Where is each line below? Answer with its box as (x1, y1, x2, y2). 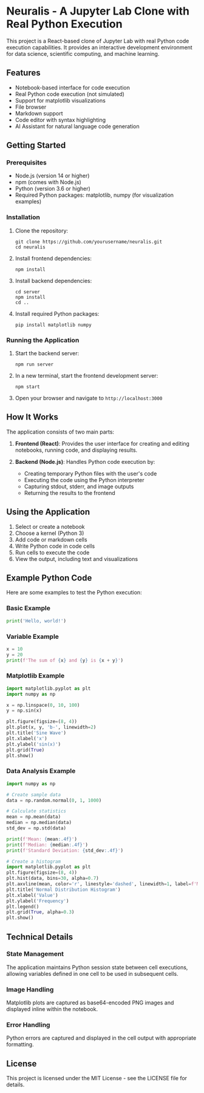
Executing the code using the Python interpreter (24, 476, 144, 483)
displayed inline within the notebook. (6, 1006, 98, 1013)
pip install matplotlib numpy (15, 322, 92, 328)
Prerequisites (6, 158, 47, 167)
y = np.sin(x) (6, 707, 42, 714)
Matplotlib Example (6, 672, 65, 680)
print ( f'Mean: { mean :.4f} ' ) (6, 836, 78, 842)
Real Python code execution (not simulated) (15, 90, 124, 98)
